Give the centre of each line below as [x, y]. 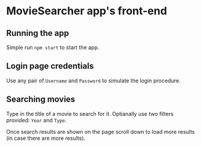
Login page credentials [50, 66]
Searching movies [41, 99]
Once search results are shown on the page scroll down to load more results [100, 131]
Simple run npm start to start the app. [53, 47]
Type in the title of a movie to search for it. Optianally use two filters [90, 114]
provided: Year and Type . [37, 120]
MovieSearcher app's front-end [87, 11]
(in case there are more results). [46, 138]
